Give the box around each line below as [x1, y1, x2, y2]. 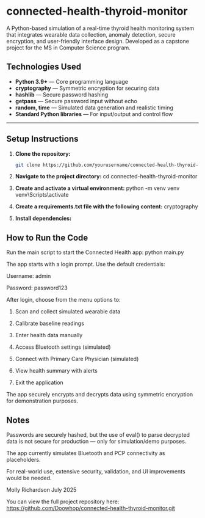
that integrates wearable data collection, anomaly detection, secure [6, 31, 176, 38]
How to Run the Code [6, 232, 88, 243]
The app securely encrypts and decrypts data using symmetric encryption [6, 391, 193, 398]
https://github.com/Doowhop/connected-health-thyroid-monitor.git [6, 505, 175, 512]
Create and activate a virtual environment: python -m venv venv [15, 184, 180, 192]
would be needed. [6, 475, 52, 482]
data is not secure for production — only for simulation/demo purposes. [6, 438, 187, 445]
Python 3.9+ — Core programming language [15, 78, 128, 85]
